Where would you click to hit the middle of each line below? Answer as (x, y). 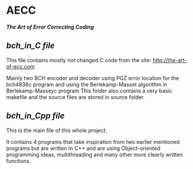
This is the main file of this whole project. (57, 130)
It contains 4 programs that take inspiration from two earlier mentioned (93, 142)
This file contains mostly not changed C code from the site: (79, 60)
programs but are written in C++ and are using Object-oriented (83, 148)
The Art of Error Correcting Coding (50, 27)
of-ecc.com (21, 66)
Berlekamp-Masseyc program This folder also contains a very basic (89, 91)
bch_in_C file (30, 46)
